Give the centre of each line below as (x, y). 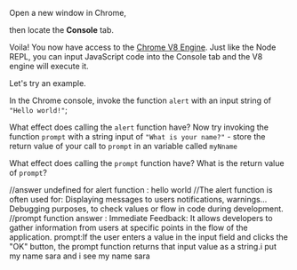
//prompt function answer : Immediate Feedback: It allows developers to (141, 218)
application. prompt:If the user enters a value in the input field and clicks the (149, 237)
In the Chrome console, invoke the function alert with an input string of (140, 100)
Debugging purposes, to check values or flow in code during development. (147, 209)
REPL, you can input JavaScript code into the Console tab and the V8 (136, 56)
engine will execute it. (49, 66)
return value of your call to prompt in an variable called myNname (124, 146)
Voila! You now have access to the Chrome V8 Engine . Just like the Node (143, 47)
